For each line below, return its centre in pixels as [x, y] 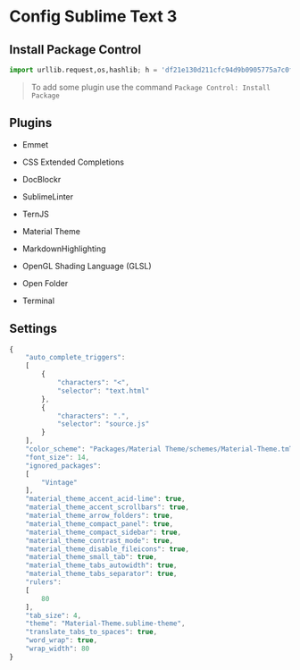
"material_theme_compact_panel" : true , [100, 524]
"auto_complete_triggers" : [75, 358]
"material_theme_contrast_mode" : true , [100, 540]
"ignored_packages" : [63, 466]
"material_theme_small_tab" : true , [92, 557]
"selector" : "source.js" [103, 424]
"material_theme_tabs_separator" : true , [101, 574]
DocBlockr [42, 179]
